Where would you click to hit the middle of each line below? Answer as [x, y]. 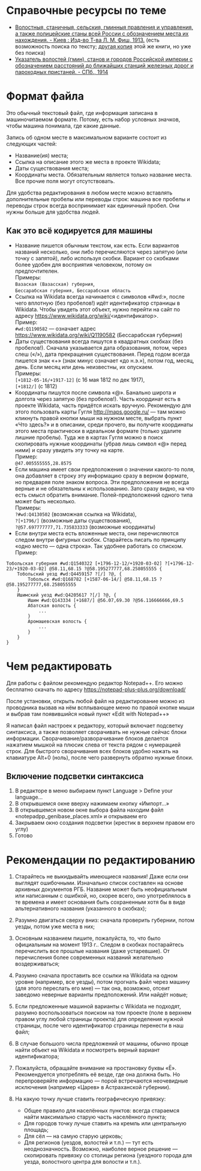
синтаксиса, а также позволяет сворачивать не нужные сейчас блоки [97, 731]
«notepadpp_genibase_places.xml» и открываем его [81, 816]
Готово [24, 836]
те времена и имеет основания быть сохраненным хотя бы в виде [100, 902]
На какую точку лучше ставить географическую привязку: [90, 1099]
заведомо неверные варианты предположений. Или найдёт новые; [101, 995]
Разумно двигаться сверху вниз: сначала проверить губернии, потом [105, 920]
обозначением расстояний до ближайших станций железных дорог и [104, 65]
